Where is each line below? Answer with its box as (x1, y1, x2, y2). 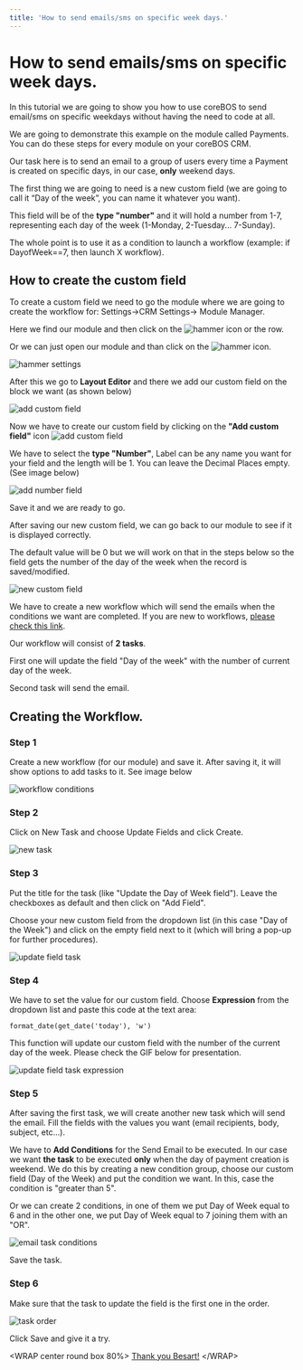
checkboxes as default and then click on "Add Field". (9, 897, 206, 908)
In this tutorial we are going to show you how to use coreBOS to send (9, 101, 267, 112)
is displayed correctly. (9, 530, 92, 541)
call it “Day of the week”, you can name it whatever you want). (9, 192, 241, 203)
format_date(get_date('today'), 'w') (9, 1021, 152, 1031)
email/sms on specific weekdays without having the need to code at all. (9, 110, 276, 122)
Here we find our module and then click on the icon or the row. (9, 324, 285, 335)
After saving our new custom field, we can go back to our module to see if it (9, 520, 292, 531)
